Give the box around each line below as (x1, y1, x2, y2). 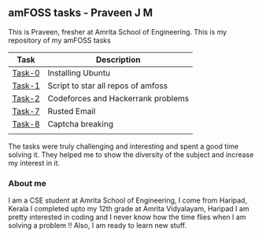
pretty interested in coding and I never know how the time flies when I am (8, 212, 246, 222)
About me (8, 178, 47, 189)
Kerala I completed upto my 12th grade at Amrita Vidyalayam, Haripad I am (8, 204, 249, 214)
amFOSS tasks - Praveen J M (8, 6, 153, 20)
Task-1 (12, 80, 41, 91)
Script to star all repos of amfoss (47, 80, 168, 91)
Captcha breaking (47, 118, 114, 129)
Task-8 (12, 118, 41, 129)
